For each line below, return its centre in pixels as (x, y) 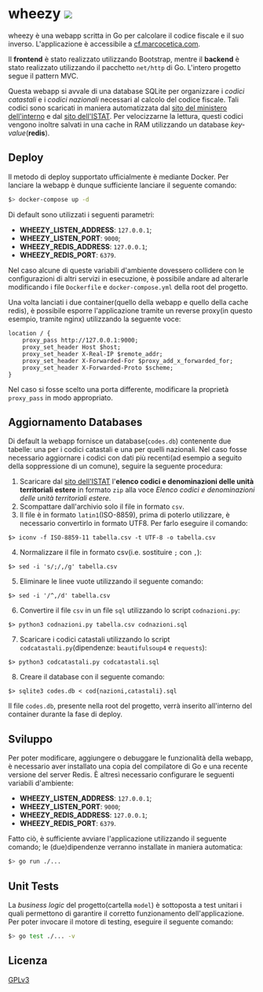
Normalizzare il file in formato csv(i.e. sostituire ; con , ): (111, 553)
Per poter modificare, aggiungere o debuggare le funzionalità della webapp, (131, 758)
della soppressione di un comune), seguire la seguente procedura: (115, 466)
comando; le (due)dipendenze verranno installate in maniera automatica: (126, 847)
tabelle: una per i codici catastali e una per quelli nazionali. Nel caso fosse (128, 450)
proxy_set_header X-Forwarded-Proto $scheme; (98, 368)
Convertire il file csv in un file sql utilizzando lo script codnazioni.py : (130, 610)
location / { (29, 333)
